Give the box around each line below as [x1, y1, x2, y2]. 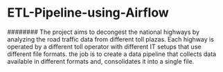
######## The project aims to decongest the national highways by [7, 28, 199, 36]
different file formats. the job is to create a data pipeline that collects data [7, 50, 217, 58]
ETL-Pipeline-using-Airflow [7, 5, 170, 21]
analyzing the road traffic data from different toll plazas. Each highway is [7, 35, 215, 43]
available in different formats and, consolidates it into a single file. [7, 57, 195, 65]
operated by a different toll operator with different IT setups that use [7, 42, 202, 51]
